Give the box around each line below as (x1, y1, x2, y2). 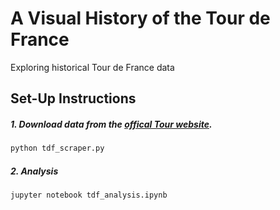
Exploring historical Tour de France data (10, 61, 175, 73)
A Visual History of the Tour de (10, 7, 271, 30)
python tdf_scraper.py (10, 143, 105, 154)
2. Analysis (10, 165, 59, 177)
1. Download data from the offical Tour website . (10, 118, 213, 130)
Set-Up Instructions (10, 90, 137, 107)
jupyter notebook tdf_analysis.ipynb (10, 190, 168, 201)
